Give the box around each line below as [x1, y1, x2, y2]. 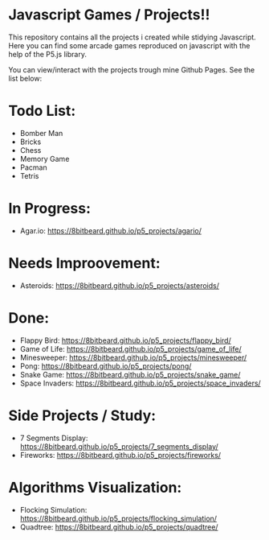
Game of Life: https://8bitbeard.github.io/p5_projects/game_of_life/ [19, 344, 243, 353]
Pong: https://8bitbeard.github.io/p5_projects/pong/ [19, 361, 192, 371]
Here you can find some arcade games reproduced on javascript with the [8, 40, 251, 50]
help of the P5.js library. [8, 49, 87, 59]
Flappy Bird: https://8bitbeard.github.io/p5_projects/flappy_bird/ [19, 336, 231, 345]
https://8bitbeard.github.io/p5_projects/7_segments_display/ [19, 441, 218, 451]
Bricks [19, 137, 42, 146]
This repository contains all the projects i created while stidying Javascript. [8, 32, 257, 42]
